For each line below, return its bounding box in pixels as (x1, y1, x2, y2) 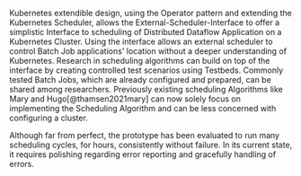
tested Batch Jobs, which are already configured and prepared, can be (9, 75, 271, 84)
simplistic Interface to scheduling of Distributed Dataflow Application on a (9, 27, 282, 37)
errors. (9, 159, 34, 169)
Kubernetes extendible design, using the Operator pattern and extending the (9, 8, 292, 18)
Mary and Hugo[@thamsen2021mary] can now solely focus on (9, 93, 241, 104)
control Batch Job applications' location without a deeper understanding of (9, 46, 288, 57)
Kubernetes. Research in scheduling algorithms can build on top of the (9, 56, 270, 66)
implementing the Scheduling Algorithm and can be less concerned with (9, 103, 277, 113)
